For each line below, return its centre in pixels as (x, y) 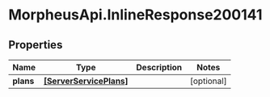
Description (159, 67)
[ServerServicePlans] (86, 81)
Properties (36, 45)
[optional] (209, 81)
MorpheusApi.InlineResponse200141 (135, 15)
